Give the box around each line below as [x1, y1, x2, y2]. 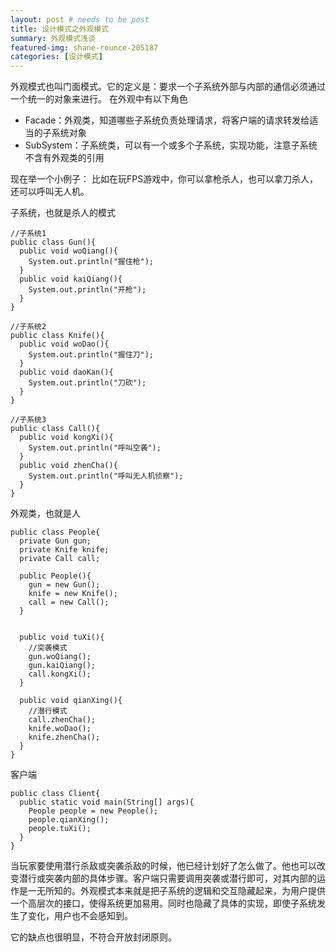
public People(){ [19, 571, 92, 581]
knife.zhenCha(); [28, 732, 101, 743]
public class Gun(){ [10, 237, 97, 248]
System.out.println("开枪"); [28, 285, 147, 295]
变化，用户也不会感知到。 [27, 910, 133, 922]
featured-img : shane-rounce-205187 [10, 42, 159, 53]
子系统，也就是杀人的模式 [10, 207, 116, 219]
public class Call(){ [10, 424, 101, 434]
